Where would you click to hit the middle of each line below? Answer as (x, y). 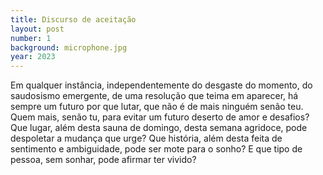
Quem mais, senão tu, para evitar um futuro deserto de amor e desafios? (160, 117)
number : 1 (31, 38)
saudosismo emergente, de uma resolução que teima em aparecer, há (154, 96)
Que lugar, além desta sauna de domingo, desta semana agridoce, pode (159, 128)
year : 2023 (33, 57)
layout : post (37, 29)
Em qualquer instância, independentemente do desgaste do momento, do (161, 85)
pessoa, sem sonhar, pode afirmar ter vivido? (103, 160)
